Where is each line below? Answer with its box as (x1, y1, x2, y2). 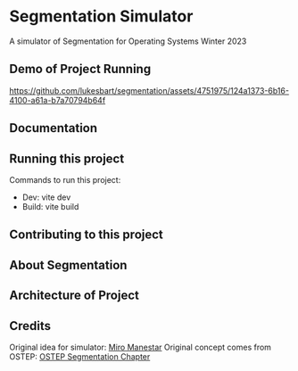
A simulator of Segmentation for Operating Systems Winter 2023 (9, 36, 247, 46)
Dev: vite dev (21, 192, 71, 202)
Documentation (9, 120, 98, 136)
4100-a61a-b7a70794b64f (9, 95, 106, 105)
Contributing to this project (9, 227, 163, 243)
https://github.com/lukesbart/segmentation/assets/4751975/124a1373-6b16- (9, 85, 290, 95)
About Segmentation (9, 257, 128, 273)
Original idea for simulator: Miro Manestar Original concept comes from (9, 342, 272, 352)
